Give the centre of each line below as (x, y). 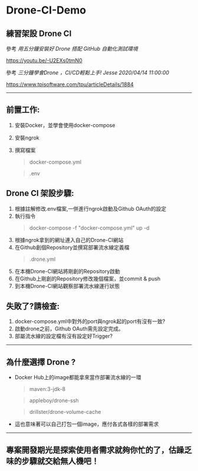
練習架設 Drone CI (39, 33)
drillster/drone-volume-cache (65, 412)
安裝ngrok (27, 137)
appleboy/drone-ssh (54, 400)
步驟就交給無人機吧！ (60, 461)
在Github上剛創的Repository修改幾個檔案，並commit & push (88, 278)
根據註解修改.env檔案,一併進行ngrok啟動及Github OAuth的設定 (90, 208)
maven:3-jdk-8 (47, 389)
